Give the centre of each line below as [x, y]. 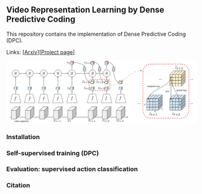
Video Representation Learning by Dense [85, 10]
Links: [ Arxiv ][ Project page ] [41, 52]
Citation [18, 186]
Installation [23, 137]
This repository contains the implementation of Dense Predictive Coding [96, 34]
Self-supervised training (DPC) [53, 153]
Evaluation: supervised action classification [72, 169]
